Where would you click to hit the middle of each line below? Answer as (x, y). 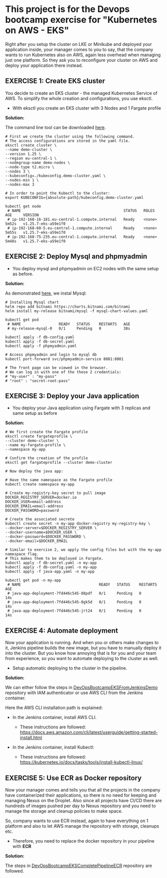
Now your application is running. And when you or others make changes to (82, 643)
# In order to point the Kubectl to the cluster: (58, 193)
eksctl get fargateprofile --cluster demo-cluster (59, 463)
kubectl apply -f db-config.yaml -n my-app (51, 567)
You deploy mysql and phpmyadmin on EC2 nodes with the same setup (85, 268)
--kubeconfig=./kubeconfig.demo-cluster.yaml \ (56, 176)
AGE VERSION (22, 215)
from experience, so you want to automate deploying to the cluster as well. (82, 659)
